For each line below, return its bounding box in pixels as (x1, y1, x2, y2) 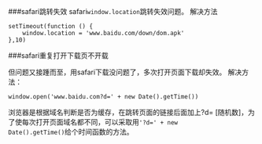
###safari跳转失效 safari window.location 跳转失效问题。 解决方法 (8, 7, 218, 16)
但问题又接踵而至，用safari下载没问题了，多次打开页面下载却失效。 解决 (8, 67, 242, 77)
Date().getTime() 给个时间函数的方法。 (8, 128, 134, 136)
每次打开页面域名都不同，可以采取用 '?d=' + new (21, 117, 179, 127)
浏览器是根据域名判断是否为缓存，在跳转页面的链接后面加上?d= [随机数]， (8, 108, 249, 117)
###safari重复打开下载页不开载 (8, 51, 109, 60)
